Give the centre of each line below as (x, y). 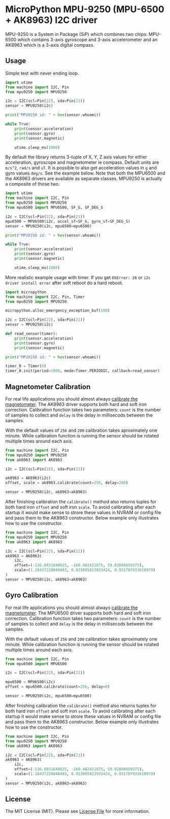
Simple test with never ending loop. (42, 73)
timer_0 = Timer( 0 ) (26, 366)
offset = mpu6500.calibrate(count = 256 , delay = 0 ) (58, 687)
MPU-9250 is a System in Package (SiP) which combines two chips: (77, 34)
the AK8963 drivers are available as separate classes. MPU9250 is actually (84, 179)
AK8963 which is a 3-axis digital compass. (50, 45)
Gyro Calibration (32, 595)
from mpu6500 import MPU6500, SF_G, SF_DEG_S (54, 208)
